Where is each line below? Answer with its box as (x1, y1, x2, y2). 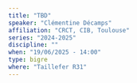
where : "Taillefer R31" (8, 63, 88, 71)
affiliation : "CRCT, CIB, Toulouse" (8, 26, 130, 34)
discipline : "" (8, 41, 59, 49)
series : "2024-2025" (8, 33, 77, 42)
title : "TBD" (8, 11, 52, 20)
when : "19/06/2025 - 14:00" (8, 48, 102, 56)
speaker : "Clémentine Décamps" (8, 19, 112, 27)
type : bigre (8, 56, 48, 64)
